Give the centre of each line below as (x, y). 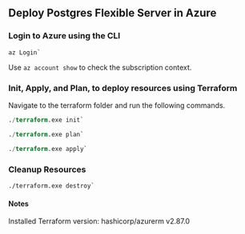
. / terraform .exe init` (46, 120)
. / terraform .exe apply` (48, 149)
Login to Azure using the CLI (64, 36)
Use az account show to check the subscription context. (100, 67)
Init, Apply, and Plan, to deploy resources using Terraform (123, 88)
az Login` (25, 52)
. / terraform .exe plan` (46, 134)
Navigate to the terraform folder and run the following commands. (117, 105)
